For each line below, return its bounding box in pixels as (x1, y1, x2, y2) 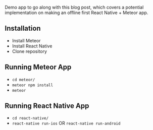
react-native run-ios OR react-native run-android (12, 120, 121, 126)
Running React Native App (5, 102, 89, 110)
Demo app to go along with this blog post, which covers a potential (5, 5, 144, 10)
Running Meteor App (5, 63, 72, 72)
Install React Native (12, 43, 53, 49)
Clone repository (12, 48, 47, 54)
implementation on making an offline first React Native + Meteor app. (5, 10, 148, 16)
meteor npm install (12, 83, 54, 88)
